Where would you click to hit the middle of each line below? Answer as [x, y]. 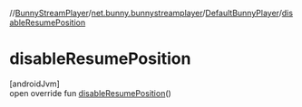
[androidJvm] [35, 84]
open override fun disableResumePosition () [91, 93]
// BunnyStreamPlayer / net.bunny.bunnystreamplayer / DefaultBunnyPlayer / [146, 13]
